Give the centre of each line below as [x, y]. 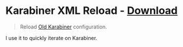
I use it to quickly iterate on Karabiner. [51, 38]
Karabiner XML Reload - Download [91, 11]
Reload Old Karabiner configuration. [63, 27]
